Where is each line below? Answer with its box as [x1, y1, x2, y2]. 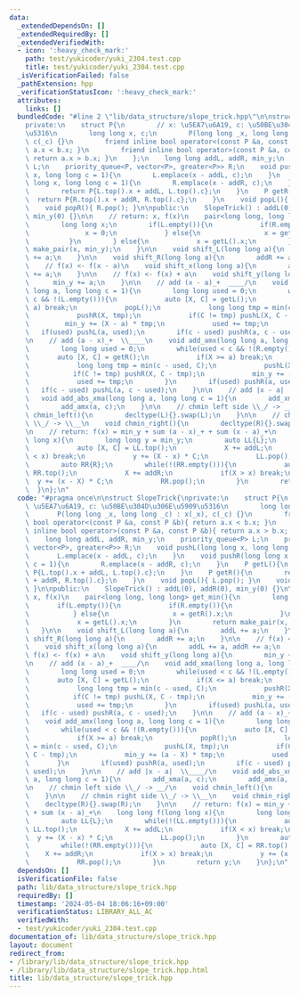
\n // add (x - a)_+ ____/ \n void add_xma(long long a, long [25, 659, 285, 668]
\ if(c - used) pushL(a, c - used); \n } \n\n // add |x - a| [25, 386, 285, 395]
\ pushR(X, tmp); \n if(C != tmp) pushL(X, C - [25, 311, 289, 321]
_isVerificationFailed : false [17, 71, 129, 80]
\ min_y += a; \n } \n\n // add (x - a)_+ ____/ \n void [25, 278, 289, 287]
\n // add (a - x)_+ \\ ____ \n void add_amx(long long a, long [25, 336, 289, 345]
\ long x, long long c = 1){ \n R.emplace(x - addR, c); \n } [25, 179, 293, 188]
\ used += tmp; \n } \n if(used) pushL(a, [25, 700, 277, 709]
